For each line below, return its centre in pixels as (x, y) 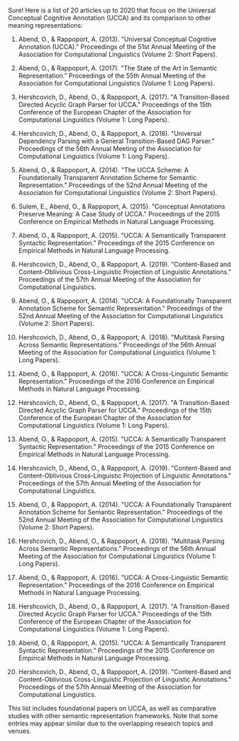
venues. (20, 731)
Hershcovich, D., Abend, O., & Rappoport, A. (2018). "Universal (110, 133)
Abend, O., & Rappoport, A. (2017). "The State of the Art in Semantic (118, 68)
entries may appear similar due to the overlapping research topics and (111, 723)
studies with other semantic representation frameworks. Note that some (113, 716)
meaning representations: (46, 25)
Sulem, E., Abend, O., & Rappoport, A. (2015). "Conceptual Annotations (122, 206)
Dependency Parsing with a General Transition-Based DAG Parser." (116, 141)
